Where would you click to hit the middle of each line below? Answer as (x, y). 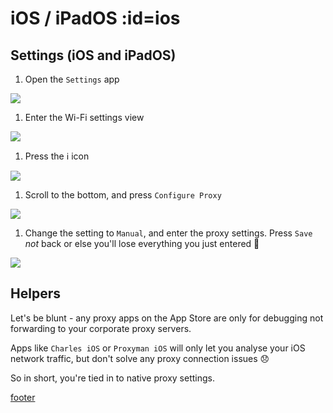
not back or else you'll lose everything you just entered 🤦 (142, 243)
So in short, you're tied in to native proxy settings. (112, 378)
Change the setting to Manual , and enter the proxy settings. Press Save (168, 233)
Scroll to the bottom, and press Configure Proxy (123, 195)
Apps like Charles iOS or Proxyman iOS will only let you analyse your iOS (158, 348)
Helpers (35, 293)
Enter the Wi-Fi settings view (84, 117)
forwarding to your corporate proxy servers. (101, 328)
